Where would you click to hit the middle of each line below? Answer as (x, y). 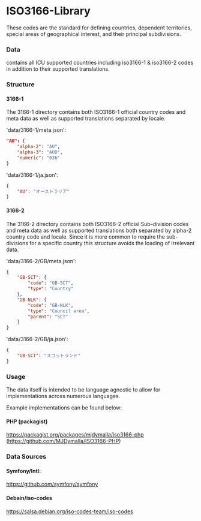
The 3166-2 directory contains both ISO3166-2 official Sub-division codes (97, 224)
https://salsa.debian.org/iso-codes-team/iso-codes (70, 511)
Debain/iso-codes (29, 498)
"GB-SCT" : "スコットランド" (49, 356)
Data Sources (26, 457)
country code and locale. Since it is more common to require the (85, 237)
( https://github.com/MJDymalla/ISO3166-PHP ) (64, 441)
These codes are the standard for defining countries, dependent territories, (99, 28)
